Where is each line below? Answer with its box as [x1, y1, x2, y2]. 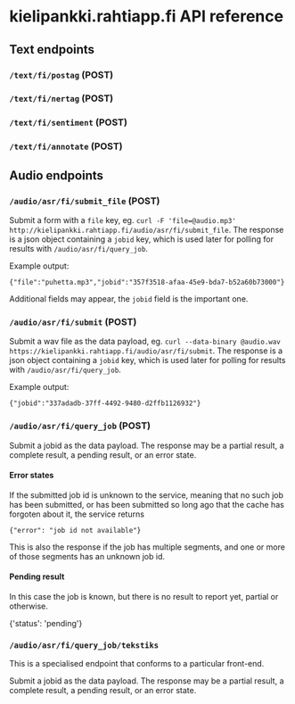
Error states [9, 470, 54, 481]
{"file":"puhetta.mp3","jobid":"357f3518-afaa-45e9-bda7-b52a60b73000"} [9, 277, 285, 286]
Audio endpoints [9, 168, 104, 183]
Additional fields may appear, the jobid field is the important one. [9, 293, 249, 304]
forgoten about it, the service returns [9, 509, 145, 519]
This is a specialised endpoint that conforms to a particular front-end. [9, 658, 265, 669]
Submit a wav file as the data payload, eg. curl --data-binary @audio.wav [9, 336, 281, 347]
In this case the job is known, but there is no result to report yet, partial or [9, 591, 279, 601]
